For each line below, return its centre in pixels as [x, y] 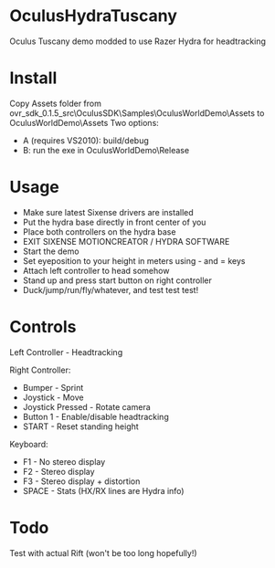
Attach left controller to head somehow [96, 270]
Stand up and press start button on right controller [117, 280]
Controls [43, 327]
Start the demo [51, 251]
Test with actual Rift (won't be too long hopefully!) [104, 552]
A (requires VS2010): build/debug [85, 140]
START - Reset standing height [80, 426]
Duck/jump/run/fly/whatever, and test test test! [111, 289]
